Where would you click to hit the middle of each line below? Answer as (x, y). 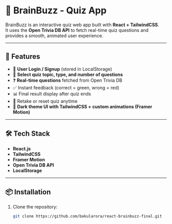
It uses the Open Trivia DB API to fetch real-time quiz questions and (77, 30)
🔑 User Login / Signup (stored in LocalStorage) (62, 69)
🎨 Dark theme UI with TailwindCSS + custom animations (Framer (82, 106)
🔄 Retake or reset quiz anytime (45, 101)
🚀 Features (23, 57)
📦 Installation (28, 192)
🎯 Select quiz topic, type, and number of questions (68, 74)
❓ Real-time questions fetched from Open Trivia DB (68, 80)
